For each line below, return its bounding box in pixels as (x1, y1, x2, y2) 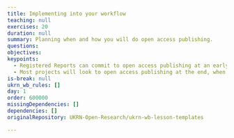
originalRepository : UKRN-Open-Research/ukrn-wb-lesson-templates (7, 114, 204, 121)
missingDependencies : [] (7, 101, 79, 108)
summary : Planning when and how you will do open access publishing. (7, 36, 214, 43)
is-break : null (7, 75, 52, 82)
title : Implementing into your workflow (7, 10, 127, 17)
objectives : (7, 49, 42, 56)
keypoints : (7, 56, 39, 63)
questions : (7, 43, 39, 49)
